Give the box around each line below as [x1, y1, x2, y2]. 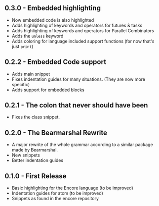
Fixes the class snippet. [11, 114, 60, 120]
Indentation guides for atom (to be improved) [11, 190, 103, 196]
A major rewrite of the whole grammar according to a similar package [11, 142, 154, 148]
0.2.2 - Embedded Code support [4, 58, 107, 66]
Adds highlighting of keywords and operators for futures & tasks [11, 22, 143, 28]
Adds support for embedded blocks [11, 87, 84, 93]
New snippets [11, 152, 40, 158]
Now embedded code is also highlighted [11, 17, 94, 23]
